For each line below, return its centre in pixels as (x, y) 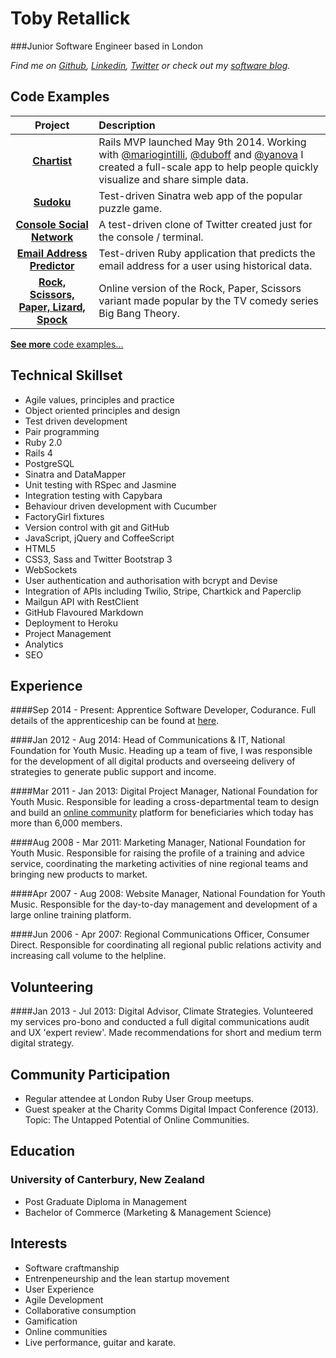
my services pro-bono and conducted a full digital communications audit (160, 1022)
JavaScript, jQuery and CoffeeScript (99, 538)
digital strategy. (42, 1043)
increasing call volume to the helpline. (88, 956)
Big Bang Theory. (139, 313)
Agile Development (64, 1299)
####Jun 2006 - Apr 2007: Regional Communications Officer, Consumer (160, 934)
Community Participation (90, 1074)
